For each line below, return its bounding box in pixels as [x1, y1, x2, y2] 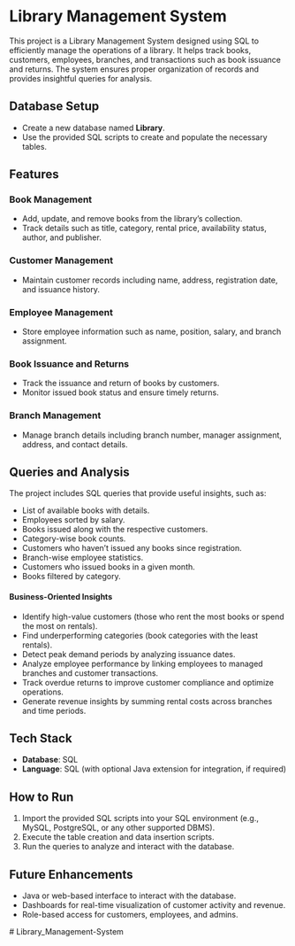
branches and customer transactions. [21, 667, 159, 678]
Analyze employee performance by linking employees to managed [21, 658, 263, 669]
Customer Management [9, 254, 113, 267]
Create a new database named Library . [21, 122, 165, 133]
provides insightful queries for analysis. [9, 73, 153, 83]
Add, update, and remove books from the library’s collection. [21, 213, 243, 224]
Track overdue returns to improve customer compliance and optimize [21, 677, 274, 687]
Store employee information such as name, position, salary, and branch [21, 326, 282, 337]
